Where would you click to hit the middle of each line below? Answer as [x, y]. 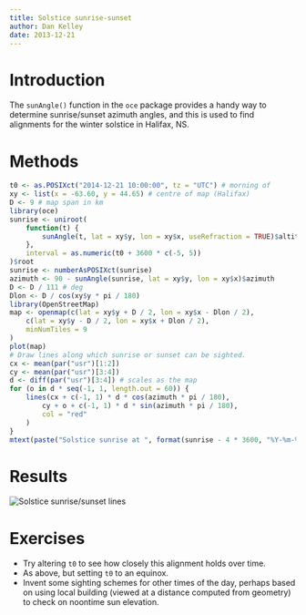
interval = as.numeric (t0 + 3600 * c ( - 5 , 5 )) [114, 253]
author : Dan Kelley [46, 26]
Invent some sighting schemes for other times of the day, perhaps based [159, 583]
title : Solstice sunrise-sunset [71, 18]
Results [39, 476]
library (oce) [34, 210]
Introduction [57, 80]
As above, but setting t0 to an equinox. [95, 573]
